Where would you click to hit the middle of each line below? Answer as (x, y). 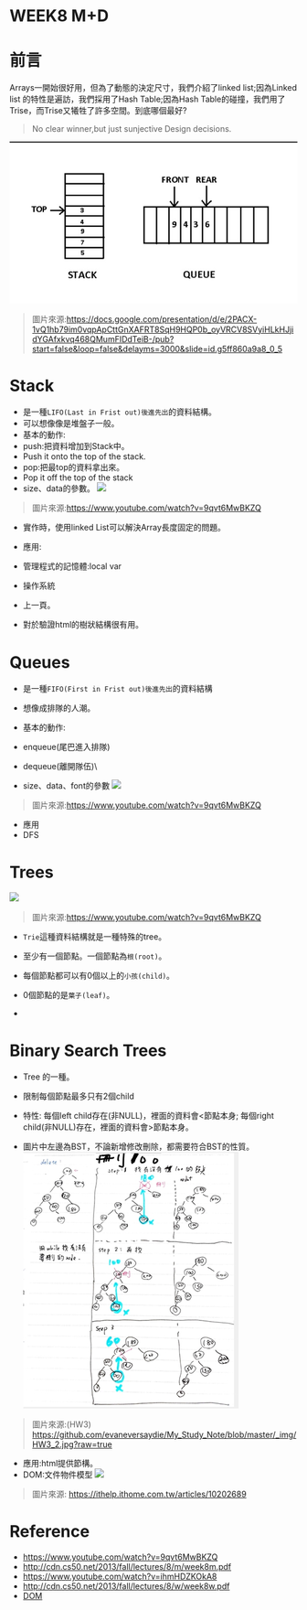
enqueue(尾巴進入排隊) (66, 747)
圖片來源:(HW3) (61, 1424)
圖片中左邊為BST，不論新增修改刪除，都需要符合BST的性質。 (138, 1147)
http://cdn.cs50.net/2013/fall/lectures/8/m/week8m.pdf (127, 1567)
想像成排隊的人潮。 (59, 708)
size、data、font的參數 (66, 786)
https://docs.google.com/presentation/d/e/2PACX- (162, 319)
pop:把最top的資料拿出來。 (74, 467)
